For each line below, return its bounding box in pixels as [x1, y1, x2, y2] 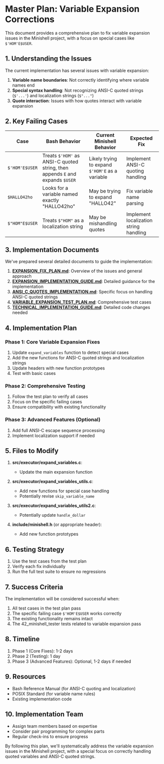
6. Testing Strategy [5, 545, 64, 553]
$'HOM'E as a [88, 167, 118, 174]
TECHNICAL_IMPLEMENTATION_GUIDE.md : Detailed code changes [12, 305, 150, 310]
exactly [42, 196, 60, 203]
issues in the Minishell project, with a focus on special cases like [5, 35, 135, 41]
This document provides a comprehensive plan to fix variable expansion [5, 30, 150, 36]
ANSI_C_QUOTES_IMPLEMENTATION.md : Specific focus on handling [12, 289, 153, 295]
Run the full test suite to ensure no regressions [12, 568, 106, 575]
